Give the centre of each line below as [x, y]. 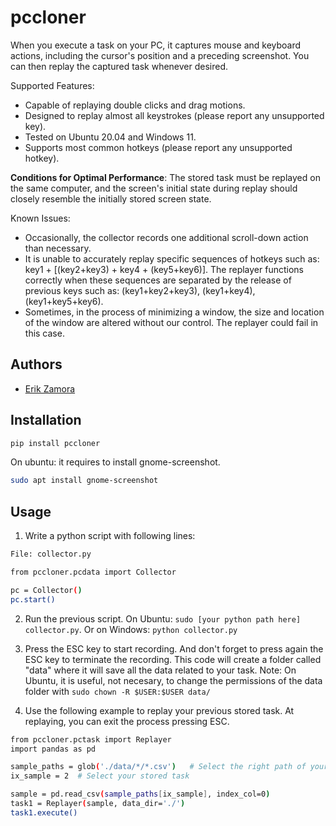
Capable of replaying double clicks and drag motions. [135, 105]
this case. [44, 333]
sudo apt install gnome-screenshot [84, 481]
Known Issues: [40, 218]
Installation [46, 420]
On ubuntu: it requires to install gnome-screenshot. [115, 462]
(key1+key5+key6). [64, 301]
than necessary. [58, 248]
